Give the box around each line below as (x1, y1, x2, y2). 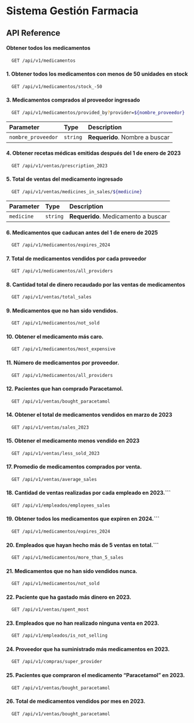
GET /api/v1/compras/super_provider (11, 659, 102, 665)
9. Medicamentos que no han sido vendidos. (6, 307, 118, 314)
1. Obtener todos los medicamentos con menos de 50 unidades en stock (6, 70, 189, 78)
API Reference (6, 28, 61, 38)
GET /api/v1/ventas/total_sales (11, 294, 92, 300)
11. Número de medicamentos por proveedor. (6, 359, 120, 366)
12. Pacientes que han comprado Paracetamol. (6, 385, 124, 392)
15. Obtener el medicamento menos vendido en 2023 (6, 437, 140, 444)
